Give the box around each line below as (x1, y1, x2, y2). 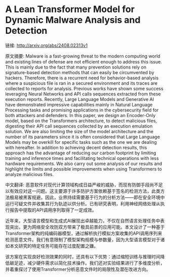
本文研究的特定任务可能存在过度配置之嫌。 (9, 243, 99, 249)
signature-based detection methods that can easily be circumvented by (5, 69, 154, 75)
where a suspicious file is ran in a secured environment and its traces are (5, 80, 158, 86)
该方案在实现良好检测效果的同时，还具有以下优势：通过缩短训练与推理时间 (5, 253, 160, 259)
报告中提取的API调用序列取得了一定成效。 (9, 207, 97, 213)
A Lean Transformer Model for (5, 4, 135, 15)
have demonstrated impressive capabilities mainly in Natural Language (5, 101, 153, 107)
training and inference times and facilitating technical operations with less (5, 155, 159, 161)
